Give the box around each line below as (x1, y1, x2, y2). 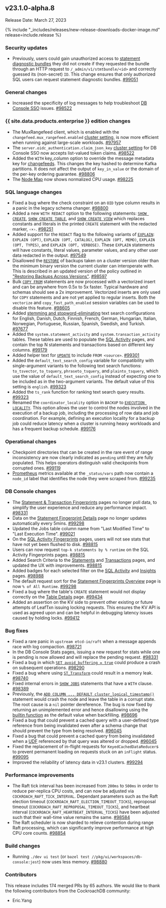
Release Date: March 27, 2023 (5, 17, 67, 23)
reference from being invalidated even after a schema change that (12, 722, 147, 728)
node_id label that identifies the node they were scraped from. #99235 (12, 476, 156, 482)
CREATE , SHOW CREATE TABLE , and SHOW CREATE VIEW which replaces (12, 216, 145, 222)
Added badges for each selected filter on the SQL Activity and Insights (12, 567, 157, 573)
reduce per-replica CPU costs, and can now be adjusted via (12, 788, 134, 794)
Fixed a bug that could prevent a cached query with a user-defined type (12, 717, 159, 723)
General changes (5, 89, 47, 96)
